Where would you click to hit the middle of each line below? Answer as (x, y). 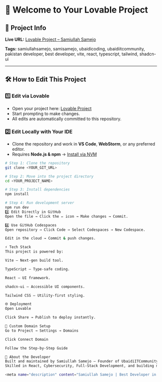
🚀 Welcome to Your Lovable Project (77, 10)
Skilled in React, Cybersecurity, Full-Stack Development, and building (80, 366)
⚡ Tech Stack (18, 247)
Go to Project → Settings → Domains (42, 331)
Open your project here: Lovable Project (52, 108)
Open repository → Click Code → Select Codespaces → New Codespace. (75, 230)
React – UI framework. (28, 278)
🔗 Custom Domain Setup (28, 326)
